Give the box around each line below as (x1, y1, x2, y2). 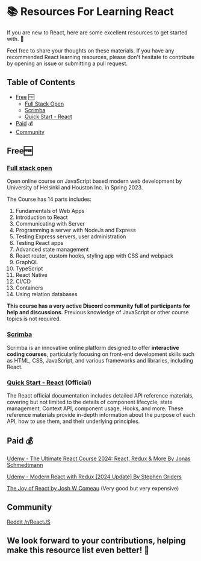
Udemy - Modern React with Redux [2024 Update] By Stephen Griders (7, 473, 182, 480)
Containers (15, 284, 43, 291)
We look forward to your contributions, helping (7, 536, 186, 546)
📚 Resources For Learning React (7, 5, 174, 19)
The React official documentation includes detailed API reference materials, (7, 392, 194, 399)
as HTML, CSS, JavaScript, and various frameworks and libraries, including (7, 357, 193, 364)
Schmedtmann (7, 461, 43, 468)
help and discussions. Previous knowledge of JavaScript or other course (7, 309, 189, 316)
